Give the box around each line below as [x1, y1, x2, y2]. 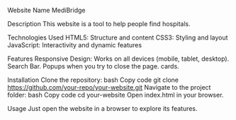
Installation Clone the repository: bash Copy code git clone [7, 76, 179, 84]
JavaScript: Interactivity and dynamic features [7, 41, 142, 49]
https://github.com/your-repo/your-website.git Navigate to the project [7, 83, 211, 91]
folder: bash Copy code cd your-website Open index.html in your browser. [7, 91, 224, 99]
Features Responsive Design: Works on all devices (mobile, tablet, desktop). [7, 54, 230, 63]
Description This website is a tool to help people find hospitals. [7, 20, 191, 28]
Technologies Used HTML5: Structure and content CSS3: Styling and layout [7, 33, 228, 42]
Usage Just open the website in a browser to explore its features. [7, 104, 198, 112]
